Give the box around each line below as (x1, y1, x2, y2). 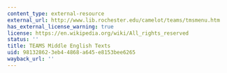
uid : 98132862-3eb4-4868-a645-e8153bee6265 (7, 49, 136, 56)
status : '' (7, 36, 39, 43)
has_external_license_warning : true (7, 23, 114, 30)
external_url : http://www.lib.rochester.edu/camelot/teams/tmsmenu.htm (7, 17, 220, 24)
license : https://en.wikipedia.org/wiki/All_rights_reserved (7, 29, 189, 37)
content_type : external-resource (7, 10, 105, 17)
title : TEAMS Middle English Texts (7, 42, 111, 49)
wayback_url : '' (7, 56, 54, 63)
